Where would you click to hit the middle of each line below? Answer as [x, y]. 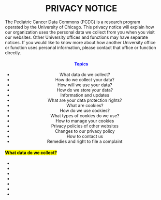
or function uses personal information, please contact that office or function [80, 47]
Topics [81, 64]
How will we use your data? [85, 85]
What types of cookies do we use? [85, 116]
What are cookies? [85, 106]
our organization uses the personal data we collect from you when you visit [80, 32]
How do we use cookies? [85, 111]
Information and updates [85, 95]
